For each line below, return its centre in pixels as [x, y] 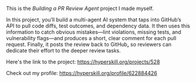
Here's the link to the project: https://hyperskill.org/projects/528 [83, 62]
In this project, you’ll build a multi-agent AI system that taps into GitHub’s [94, 19]
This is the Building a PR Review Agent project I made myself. [80, 8]
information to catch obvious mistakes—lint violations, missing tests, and [94, 32]
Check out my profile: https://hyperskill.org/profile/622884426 [82, 73]
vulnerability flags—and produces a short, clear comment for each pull [91, 38]
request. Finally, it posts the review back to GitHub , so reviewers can [89, 44]
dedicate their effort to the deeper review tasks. [63, 51]
